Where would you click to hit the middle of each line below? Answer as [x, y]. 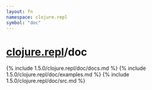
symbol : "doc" [24, 22]
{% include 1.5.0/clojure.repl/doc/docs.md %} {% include [76, 68]
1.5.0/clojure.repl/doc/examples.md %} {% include [68, 75]
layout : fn [20, 12]
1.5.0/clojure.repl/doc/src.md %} [46, 81]
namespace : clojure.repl [37, 17]
